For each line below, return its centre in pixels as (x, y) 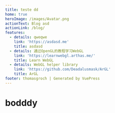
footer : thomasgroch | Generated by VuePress (52, 78)
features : (15, 33)
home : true (16, 14)
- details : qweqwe (29, 38)
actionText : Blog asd (27, 23)
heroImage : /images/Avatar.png (37, 19)
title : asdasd (28, 46)
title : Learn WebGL (34, 60)
